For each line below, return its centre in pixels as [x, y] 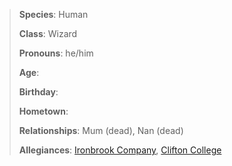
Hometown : [43, 111]
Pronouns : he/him [56, 53]
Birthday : [38, 92]
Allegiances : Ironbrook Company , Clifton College [120, 150]
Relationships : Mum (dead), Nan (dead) [101, 130]
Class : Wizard [48, 33]
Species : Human [53, 14]
